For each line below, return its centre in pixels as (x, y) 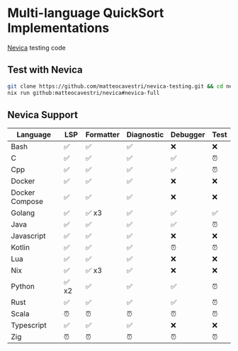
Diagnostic (145, 134)
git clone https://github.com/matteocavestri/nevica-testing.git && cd (115, 86)
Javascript (28, 236)
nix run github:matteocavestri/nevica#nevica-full (84, 93)
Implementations (58, 28)
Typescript (29, 326)
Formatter (103, 134)
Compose (27, 202)
